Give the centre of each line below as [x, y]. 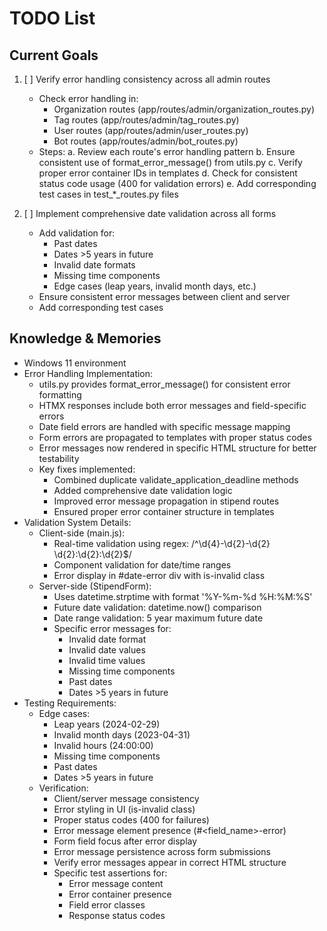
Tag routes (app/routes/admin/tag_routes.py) [146, 120]
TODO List [52, 18]
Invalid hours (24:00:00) [103, 745]
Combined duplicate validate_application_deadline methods [176, 479]
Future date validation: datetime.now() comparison [157, 607]
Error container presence [120, 894]
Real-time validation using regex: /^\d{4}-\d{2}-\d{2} [162, 543]
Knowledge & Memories [85, 338]
